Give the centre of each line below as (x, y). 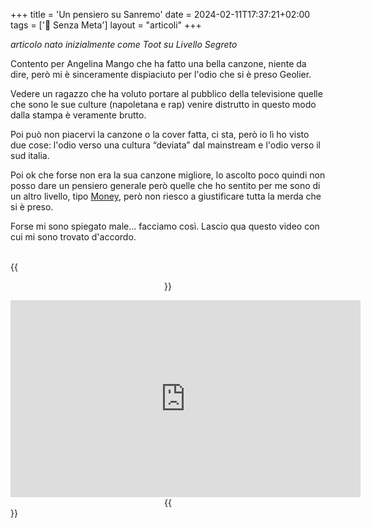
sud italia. (30, 155)
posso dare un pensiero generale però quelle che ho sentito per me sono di (165, 185)
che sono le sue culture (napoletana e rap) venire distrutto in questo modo (163, 104)
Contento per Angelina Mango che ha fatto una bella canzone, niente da (158, 63)
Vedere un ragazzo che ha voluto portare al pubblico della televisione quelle (166, 93)
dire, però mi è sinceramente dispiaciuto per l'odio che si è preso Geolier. (161, 74)
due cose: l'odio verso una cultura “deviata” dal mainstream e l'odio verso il (165, 145)
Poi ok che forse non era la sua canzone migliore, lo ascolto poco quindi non (168, 175)
